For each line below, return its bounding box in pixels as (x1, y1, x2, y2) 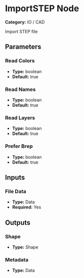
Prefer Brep (5, 143, 33, 150)
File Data (5, 188, 26, 194)
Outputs (5, 218, 31, 227)
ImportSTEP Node (5, 3, 79, 14)
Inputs (5, 173, 25, 181)
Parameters (5, 43, 42, 51)
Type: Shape (12, 244, 39, 250)
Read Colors (5, 57, 35, 64)
